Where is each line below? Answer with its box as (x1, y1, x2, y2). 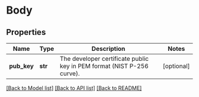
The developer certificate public (60, 54, 149, 63)
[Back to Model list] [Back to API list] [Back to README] (6, 85, 142, 92)
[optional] (162, 62, 190, 70)
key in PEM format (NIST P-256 (60, 62, 149, 70)
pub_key (9, 62, 34, 70)
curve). (60, 69, 80, 77)
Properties (6, 27, 46, 37)
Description (91, 45, 126, 53)
